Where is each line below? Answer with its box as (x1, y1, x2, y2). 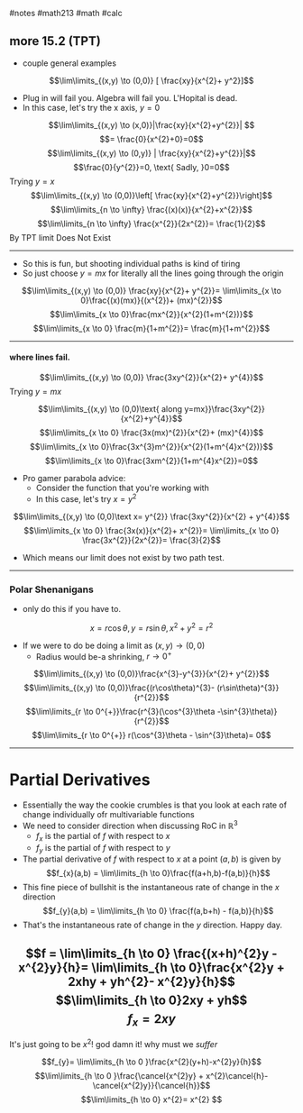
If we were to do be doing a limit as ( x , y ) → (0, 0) (22, 640, 206, 651)
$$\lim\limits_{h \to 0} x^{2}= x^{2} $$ (80, 1094, 223, 1105)
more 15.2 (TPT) (9, 33, 101, 49)
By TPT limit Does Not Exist (9, 232, 111, 242)
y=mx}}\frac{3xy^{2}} (184, 404, 266, 415)
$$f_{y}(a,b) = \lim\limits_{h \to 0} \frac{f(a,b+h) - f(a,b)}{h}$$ (42, 906, 274, 917)
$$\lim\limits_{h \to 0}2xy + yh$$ (55, 992, 248, 1008)
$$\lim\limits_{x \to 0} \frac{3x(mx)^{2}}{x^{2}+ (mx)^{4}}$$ (39, 427, 264, 438)
